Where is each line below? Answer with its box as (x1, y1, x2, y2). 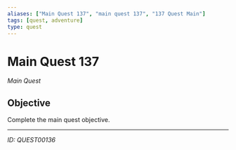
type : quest (7, 23, 42, 30)
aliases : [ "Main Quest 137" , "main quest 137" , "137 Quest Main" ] (7, 10, 206, 18)
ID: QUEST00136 (7, 136, 56, 144)
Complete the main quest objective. (7, 116, 110, 124)
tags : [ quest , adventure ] (7, 17, 83, 24)
